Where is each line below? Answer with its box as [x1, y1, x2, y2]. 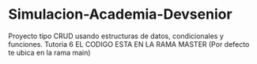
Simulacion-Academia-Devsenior [8, 5, 232, 23]
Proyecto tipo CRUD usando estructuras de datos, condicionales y [8, 31, 224, 41]
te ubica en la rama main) [8, 48, 91, 57]
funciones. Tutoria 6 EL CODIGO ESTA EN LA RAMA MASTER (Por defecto [8, 39, 250, 48]
